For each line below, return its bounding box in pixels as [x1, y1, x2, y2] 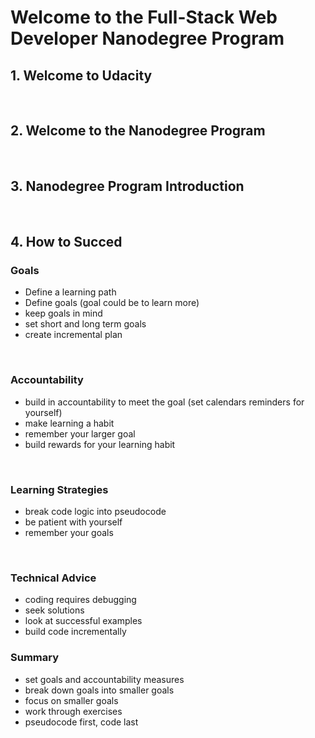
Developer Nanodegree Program [10, 27, 285, 50]
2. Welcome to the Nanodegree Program [10, 122, 266, 140]
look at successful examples [24, 615, 143, 627]
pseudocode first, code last [24, 716, 139, 728]
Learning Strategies [10, 482, 109, 496]
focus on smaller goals [24, 694, 119, 706]
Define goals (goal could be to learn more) [24, 297, 200, 309]
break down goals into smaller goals [24, 684, 175, 696]
